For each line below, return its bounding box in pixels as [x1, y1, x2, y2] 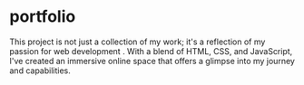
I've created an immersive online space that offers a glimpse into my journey [9, 55, 295, 66]
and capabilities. [9, 65, 71, 76]
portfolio [9, 6, 76, 27]
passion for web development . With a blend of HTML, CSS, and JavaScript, [9, 45, 293, 56]
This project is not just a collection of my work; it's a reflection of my [9, 36, 266, 47]
